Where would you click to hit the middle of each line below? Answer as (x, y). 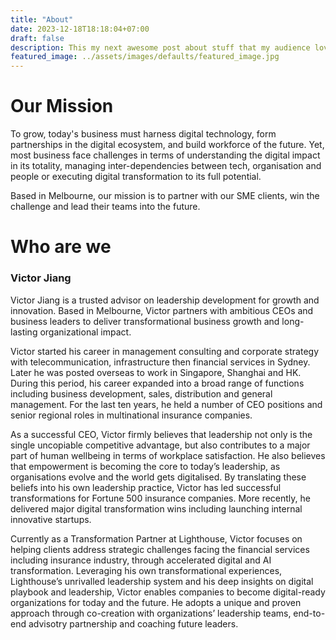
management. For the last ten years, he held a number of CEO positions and (166, 404)
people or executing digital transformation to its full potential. (136, 177)
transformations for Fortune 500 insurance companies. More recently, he (160, 498)
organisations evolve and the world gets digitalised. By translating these (158, 477)
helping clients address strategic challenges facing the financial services (160, 549)
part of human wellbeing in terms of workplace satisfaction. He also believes (168, 455)
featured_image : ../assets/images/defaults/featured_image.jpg (145, 57)
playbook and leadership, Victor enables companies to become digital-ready (168, 592)
